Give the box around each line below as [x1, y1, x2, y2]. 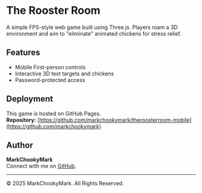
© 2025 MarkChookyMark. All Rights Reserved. [6, 180, 124, 187]
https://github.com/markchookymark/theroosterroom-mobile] [39, 116, 192, 124]
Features [6, 48, 40, 58]
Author [6, 140, 33, 150]
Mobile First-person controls [14, 63, 86, 71]
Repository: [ [6, 116, 40, 124]
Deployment [6, 94, 54, 104]
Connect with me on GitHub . [6, 162, 77, 169]
